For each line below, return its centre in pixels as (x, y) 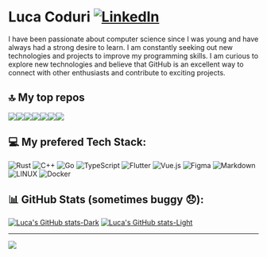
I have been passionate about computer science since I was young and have (133, 39)
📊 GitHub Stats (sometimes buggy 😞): (106, 199)
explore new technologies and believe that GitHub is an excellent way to (126, 64)
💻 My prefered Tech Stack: (77, 142)
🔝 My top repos (46, 98)
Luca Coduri (49, 17)
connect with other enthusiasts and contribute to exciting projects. (117, 72)
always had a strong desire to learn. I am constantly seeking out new (120, 47)
